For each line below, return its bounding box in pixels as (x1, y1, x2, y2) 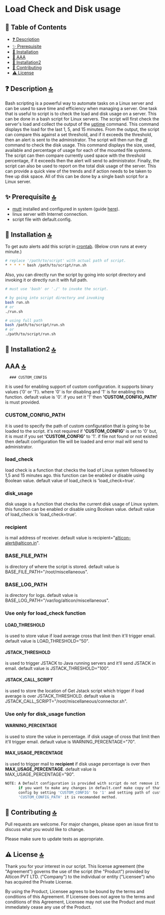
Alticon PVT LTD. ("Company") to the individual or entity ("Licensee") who (5, 874, 155, 880)
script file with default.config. (12, 216, 72, 222)
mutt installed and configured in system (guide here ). (12, 206, 120, 212)
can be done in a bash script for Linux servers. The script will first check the (5, 116, 160, 121)
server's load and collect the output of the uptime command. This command (5, 121, 159, 127)
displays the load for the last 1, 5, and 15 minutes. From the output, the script (5, 126, 160, 132)
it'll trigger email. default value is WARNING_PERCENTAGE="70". (5, 738, 136, 744)
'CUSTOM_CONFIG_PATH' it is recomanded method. (18, 795, 118, 799)
